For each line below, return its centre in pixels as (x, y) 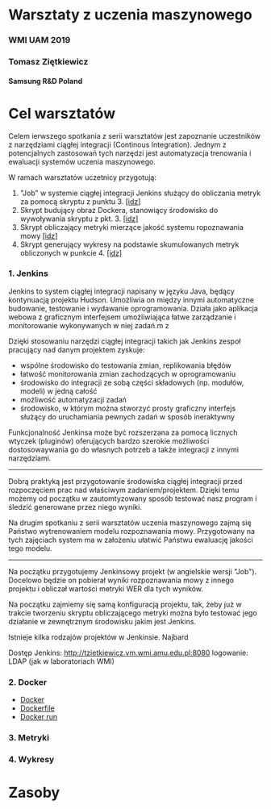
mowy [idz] (39, 236)
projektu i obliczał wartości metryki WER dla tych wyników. (106, 588)
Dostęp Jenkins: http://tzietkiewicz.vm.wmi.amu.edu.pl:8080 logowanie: (128, 653)
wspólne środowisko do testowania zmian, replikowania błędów (125, 365)
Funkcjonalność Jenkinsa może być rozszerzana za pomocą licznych (123, 432)
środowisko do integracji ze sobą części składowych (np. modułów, (132, 382)
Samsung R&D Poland (46, 81)
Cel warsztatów (62, 113)
